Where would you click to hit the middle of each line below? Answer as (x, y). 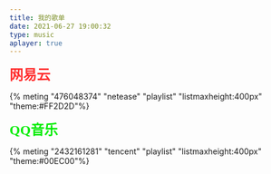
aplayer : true (36, 43)
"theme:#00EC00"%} (50, 161)
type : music (32, 34)
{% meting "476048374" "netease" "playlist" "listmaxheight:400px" (136, 97)
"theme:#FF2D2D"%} (49, 106)
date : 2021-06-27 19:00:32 (60, 26)
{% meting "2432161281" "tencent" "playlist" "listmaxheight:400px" (135, 151)
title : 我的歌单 (37, 18)
